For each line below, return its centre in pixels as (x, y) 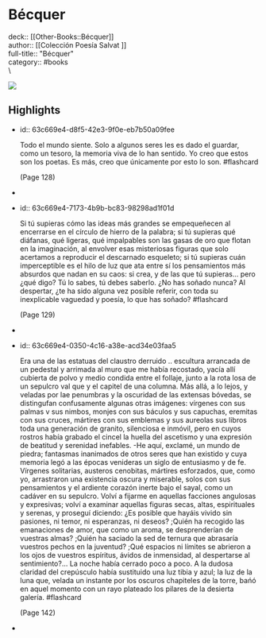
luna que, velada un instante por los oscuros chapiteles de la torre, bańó (138, 580)
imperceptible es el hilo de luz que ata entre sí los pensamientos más (133, 265)
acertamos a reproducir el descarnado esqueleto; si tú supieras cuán (133, 257)
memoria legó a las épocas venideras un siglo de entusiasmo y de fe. (133, 462)
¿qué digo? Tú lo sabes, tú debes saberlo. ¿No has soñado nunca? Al (133, 282)
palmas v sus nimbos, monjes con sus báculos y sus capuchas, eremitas (139, 412)
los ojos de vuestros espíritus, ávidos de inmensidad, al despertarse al (135, 555)
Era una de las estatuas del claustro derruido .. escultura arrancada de (135, 361)
